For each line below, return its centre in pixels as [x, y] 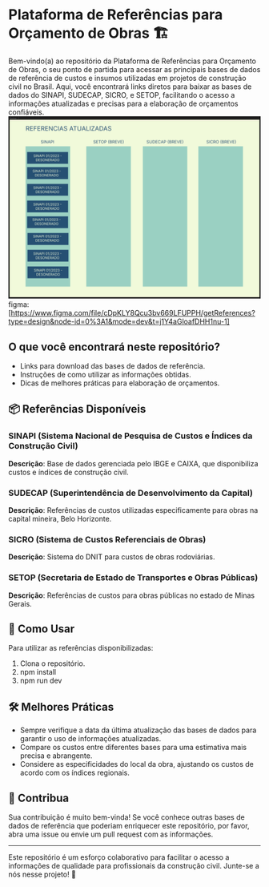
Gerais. [20, 603]
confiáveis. [26, 112]
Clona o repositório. [52, 663]
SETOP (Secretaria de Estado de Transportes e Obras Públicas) [133, 578]
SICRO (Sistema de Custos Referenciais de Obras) [107, 539]
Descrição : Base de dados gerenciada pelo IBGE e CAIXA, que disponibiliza [133, 463]
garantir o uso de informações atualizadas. [90, 739]
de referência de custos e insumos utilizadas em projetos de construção [127, 78]
